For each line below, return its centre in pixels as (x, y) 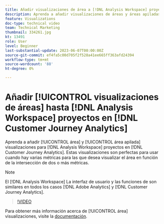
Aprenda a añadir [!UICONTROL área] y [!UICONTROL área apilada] (73, 142)
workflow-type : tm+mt (27, 60)
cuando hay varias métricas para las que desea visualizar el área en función (82, 157)
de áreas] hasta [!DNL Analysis (69, 108)
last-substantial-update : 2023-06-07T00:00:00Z (54, 50)
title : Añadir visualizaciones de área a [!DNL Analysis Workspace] (76, 10)
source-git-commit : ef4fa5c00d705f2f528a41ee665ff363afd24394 (70, 55)
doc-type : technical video (32, 23)
